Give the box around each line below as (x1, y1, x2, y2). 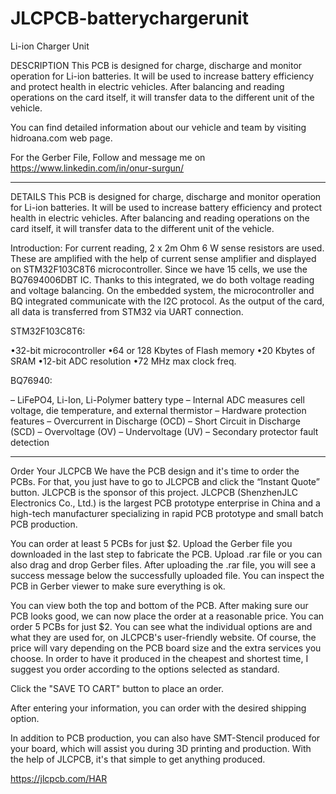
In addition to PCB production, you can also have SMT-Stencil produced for (10, 732, 321, 744)
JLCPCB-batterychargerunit (10, 7, 249, 30)
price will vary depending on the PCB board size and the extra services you (10, 642, 322, 654)
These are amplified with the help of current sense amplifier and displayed (10, 252, 317, 264)
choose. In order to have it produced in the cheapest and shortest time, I (10, 652, 309, 664)
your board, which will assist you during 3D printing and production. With (10, 742, 312, 754)
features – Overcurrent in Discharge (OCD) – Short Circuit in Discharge (10, 415, 301, 427)
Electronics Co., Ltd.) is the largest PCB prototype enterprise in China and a (10, 497, 321, 509)
